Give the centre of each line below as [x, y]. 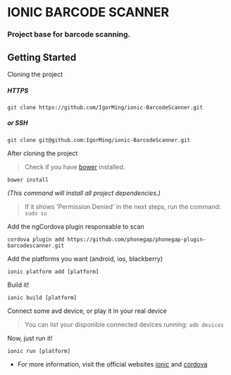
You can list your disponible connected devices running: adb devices [124, 324]
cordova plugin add [36, 239]
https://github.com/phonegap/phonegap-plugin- [137, 239]
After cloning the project [43, 153]
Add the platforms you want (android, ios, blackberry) [85, 258]
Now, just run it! [30, 338]
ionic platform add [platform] [53, 272]
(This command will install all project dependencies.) [84, 193]
